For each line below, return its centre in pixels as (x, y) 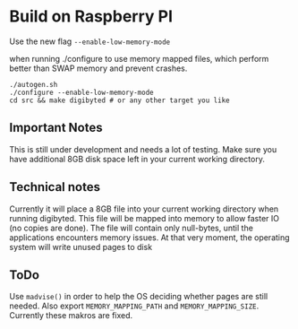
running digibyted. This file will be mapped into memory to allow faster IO (145, 218)
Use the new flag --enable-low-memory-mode (90, 41)
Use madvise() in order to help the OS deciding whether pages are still (139, 297)
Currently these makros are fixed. (71, 316)
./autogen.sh (34, 84)
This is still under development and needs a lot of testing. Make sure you (143, 149)
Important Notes (56, 128)
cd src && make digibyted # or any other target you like (119, 100)
